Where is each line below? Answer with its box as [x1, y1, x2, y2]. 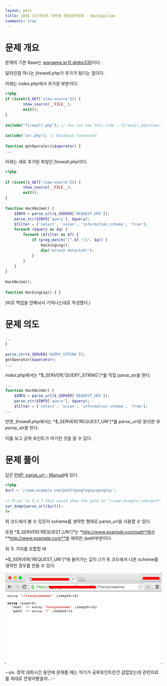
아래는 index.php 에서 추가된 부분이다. [5, 81, 79, 87]
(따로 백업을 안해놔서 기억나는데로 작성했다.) [5, 299, 91, 306]
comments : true [5, 18, 37, 23]
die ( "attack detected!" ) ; [40, 248, 94, 253]
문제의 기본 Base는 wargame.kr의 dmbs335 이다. [5, 60, 101, 66]
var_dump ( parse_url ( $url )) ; [5, 503, 64, 509]
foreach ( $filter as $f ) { [23, 232, 79, 237]
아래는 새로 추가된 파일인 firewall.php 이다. [5, 158, 88, 164]
